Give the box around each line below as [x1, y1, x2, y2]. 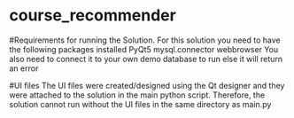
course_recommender [9, 5, 177, 26]
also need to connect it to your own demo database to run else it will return [9, 53, 283, 64]
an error [9, 63, 39, 74]
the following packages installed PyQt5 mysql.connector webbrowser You [9, 43, 279, 54]
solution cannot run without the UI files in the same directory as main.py [9, 98, 272, 109]
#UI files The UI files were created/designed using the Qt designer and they [9, 80, 285, 90]
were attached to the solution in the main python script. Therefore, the [9, 90, 266, 100]
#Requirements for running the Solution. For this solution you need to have [9, 35, 281, 45]
